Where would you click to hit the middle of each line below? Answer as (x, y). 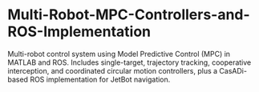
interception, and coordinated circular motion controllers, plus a (113, 70)
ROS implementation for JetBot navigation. (100, 79)
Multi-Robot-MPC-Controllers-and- (129, 15)
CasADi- (233, 70)
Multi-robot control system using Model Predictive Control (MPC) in (119, 54)
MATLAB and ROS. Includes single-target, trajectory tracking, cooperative (129, 62)
